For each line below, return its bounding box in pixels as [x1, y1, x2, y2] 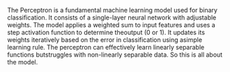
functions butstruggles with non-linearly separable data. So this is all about [7, 50, 223, 59]
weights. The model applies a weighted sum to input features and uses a [7, 21, 216, 29]
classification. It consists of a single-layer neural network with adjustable [7, 13, 217, 22]
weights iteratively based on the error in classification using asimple [7, 36, 203, 44]
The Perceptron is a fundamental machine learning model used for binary [7, 6, 218, 14]
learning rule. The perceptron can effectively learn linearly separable [7, 43, 205, 51]
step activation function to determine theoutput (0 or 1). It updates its [7, 28, 206, 36]
